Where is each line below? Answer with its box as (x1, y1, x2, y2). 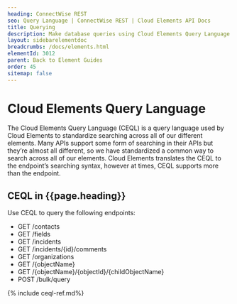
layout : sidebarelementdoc (7, 37, 87, 44)
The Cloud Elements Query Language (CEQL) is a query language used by (7, 124, 225, 132)
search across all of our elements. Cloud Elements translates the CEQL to (7, 154, 221, 163)
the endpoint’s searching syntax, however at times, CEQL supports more (7, 161, 219, 170)
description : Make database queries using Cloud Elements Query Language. (7, 30, 233, 38)
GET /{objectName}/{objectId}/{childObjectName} (17, 268, 165, 276)
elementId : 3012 (7, 50, 55, 58)
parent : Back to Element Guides (7, 57, 103, 64)
